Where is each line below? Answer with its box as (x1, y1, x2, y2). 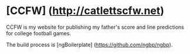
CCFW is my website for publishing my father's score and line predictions (6, 23, 184, 31)
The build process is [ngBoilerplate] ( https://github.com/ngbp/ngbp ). (6, 41, 173, 48)
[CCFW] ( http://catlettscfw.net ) (6, 4, 165, 18)
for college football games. (6, 29, 72, 36)
